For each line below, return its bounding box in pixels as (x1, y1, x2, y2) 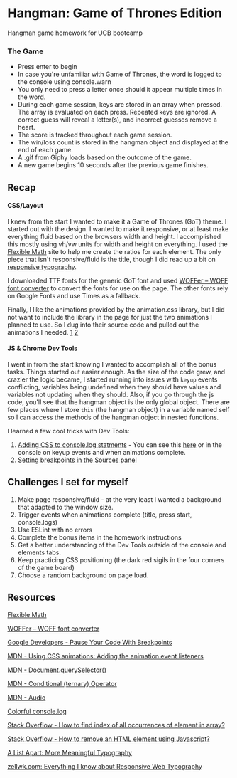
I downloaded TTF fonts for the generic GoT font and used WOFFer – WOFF (7, 276, 228, 285)
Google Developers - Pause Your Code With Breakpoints (7, 638, 172, 646)
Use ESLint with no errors (17, 525, 93, 534)
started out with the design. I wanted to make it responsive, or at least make (7, 224, 229, 233)
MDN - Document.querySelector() (7, 666, 107, 674)
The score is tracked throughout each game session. (17, 130, 172, 140)
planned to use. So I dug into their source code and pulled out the (7, 320, 199, 329)
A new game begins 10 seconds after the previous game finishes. (17, 161, 209, 169)
